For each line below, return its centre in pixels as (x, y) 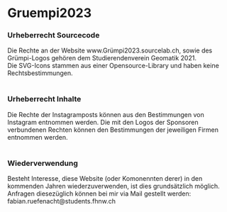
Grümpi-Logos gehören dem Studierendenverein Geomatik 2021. (102, 58)
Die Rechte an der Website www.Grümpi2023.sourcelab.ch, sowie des (110, 50)
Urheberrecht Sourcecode (54, 35)
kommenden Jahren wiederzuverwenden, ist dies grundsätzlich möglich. (113, 186)
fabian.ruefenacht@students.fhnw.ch (61, 201)
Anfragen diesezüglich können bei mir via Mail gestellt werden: (99, 194)
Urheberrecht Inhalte (44, 99)
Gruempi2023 (50, 13)
